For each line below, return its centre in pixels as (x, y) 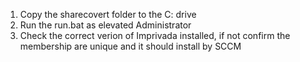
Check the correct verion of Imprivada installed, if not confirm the (155, 35)
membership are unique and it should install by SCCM (130, 46)
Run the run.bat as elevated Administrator (105, 25)
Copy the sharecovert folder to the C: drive (108, 14)
